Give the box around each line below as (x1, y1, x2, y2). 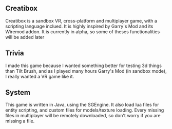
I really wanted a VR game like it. (5, 73, 74, 79)
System (5, 88, 31, 97)
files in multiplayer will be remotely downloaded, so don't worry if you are (5, 113, 161, 119)
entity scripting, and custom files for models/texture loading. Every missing (5, 107, 164, 113)
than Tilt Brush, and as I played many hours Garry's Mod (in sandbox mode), (5, 68, 167, 74)
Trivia (5, 49, 24, 58)
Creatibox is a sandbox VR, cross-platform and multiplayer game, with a (5, 17, 158, 24)
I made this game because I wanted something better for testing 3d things (5, 62, 162, 69)
